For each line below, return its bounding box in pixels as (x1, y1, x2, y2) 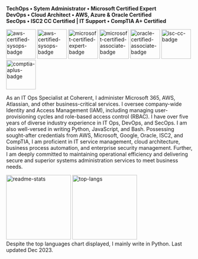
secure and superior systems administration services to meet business (6, 157, 178, 164)
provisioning (6, 113, 37, 120)
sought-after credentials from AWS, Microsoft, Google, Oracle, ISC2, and (6, 132, 183, 139)
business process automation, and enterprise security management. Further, (6, 145, 193, 151)
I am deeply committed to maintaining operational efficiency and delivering (6, 150, 188, 158)
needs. (6, 163, 23, 170)
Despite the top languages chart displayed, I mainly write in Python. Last (6, 240, 182, 247)
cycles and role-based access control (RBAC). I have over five (37, 113, 189, 120)
